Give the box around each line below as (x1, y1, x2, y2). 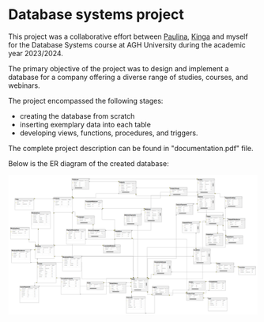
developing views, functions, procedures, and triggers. (19, 128, 198, 138)
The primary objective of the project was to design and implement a (8, 63, 229, 73)
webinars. (8, 81, 41, 90)
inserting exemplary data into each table (19, 119, 152, 129)
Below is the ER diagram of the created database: (8, 158, 169, 168)
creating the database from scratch (19, 111, 135, 120)
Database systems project (8, 6, 184, 24)
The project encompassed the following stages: (8, 96, 164, 105)
